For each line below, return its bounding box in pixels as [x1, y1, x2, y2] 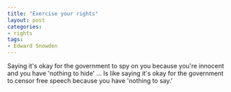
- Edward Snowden [7, 43, 58, 49]
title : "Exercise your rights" [7, 10, 99, 17]
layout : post [7, 17, 45, 24]
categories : [7, 23, 42, 30]
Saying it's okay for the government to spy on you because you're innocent [7, 62, 225, 70]
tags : [7, 36, 23, 43]
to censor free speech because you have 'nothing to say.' [7, 77, 173, 84]
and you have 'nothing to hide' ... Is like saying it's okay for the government [7, 69, 224, 77]
